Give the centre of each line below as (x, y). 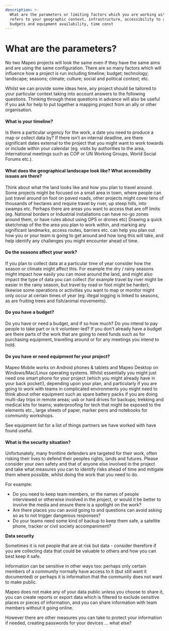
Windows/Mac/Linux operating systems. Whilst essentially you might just (81, 373)
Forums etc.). (19, 159)
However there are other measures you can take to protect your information (83, 618)
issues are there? (24, 176)
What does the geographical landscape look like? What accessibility (78, 170)
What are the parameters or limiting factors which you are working (83, 15)
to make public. (21, 582)
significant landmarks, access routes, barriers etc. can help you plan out (80, 230)
